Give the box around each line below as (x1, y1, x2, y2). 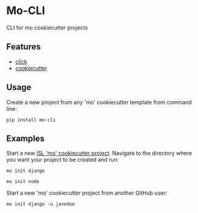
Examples (6, 133, 45, 144)
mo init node (6, 179, 40, 185)
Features (6, 42, 41, 52)
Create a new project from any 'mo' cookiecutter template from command (6, 99, 193, 106)
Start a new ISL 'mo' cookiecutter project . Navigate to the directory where (6, 149, 193, 157)
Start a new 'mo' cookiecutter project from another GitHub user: (6, 189, 167, 196)
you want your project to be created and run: (6, 156, 119, 163)
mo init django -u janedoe (6, 201, 75, 207)
